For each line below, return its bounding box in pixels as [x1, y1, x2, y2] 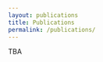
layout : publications [8, 11, 79, 19]
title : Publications [8, 19, 76, 26]
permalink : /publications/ [8, 26, 96, 33]
